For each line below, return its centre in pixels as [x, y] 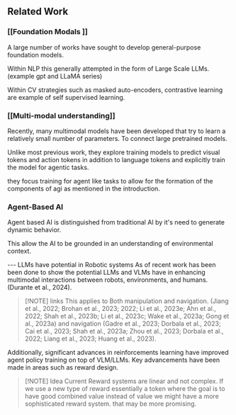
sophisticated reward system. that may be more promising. [111, 404]
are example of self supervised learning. [66, 97]
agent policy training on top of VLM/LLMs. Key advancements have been [114, 360]
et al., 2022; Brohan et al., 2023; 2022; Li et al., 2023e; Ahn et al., [120, 309]
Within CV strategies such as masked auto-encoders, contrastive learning [115, 90]
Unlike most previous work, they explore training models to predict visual [114, 152]
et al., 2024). [53, 288]
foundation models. [35, 55]
